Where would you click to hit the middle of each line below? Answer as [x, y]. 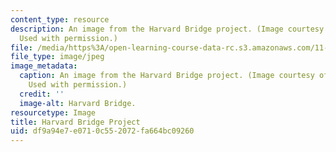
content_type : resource [60, 19]
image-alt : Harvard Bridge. [78, 103]
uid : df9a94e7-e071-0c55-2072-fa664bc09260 [102, 131]
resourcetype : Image [53, 112]
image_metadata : [44, 66]
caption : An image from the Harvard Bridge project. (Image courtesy [167, 76]
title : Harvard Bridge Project [75, 122]
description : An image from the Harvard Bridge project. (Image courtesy [167, 29]
